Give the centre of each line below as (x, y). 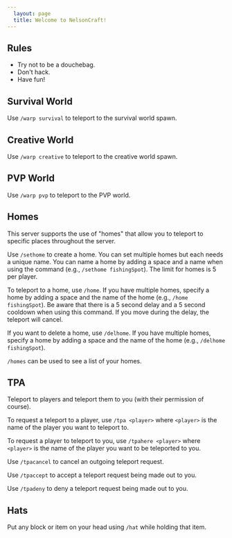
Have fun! (31, 80)
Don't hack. (34, 72)
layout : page (32, 14)
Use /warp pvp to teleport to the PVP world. (69, 195)
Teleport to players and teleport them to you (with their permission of (106, 399)
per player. (23, 276)
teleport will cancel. (35, 319)
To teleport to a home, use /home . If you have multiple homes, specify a (108, 290)
